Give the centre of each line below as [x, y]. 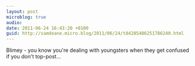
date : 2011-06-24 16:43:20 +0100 [47, 28]
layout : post [22, 11]
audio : [14, 22]
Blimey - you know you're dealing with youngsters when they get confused [98, 50]
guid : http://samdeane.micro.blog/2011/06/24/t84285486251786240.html [95, 34]
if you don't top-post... [33, 57]
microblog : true [26, 17]
